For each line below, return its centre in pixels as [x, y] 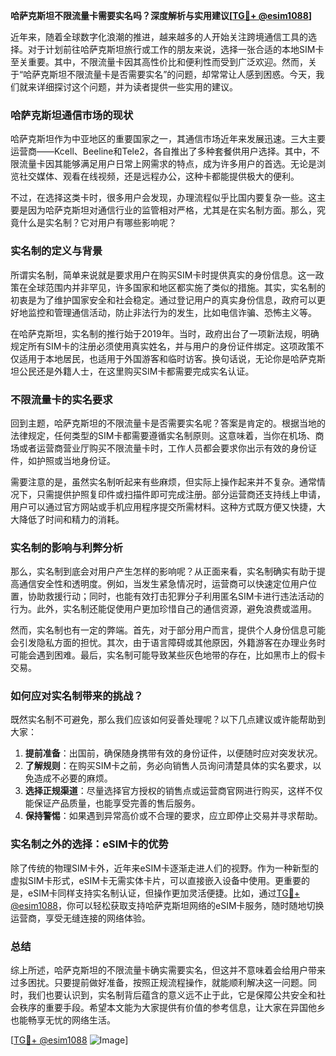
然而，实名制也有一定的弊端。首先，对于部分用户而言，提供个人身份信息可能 [168, 630]
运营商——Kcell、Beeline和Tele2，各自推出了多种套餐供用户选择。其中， [161, 151]
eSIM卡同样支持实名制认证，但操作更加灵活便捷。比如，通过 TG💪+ [164, 893]
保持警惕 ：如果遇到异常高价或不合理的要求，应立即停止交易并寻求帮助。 [173, 816]
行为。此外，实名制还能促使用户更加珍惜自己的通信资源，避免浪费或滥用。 [163, 609]
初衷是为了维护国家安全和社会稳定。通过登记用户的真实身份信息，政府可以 [163, 300]
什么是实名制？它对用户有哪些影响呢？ [97, 223]
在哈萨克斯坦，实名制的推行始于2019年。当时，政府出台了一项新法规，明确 [165, 333]
